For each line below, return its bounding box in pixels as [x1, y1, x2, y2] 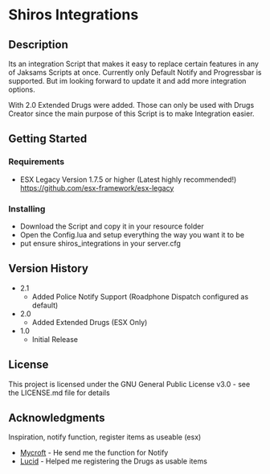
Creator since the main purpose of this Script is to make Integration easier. [8, 109, 255, 118]
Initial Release [31, 334, 79, 344]
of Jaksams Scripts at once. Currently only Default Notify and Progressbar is [8, 68, 262, 77]
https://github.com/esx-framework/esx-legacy [19, 183, 174, 192]
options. [8, 84, 36, 94]
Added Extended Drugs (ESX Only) [31, 317, 148, 327]
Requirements [8, 156, 65, 167]
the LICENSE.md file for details [8, 388, 110, 398]
